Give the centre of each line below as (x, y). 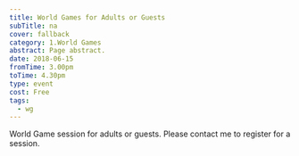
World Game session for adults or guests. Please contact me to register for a (150, 134)
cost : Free (29, 92)
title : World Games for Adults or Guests (87, 17)
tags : (19, 100)
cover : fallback (39, 34)
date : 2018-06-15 (42, 59)
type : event (31, 84)
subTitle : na (33, 26)
